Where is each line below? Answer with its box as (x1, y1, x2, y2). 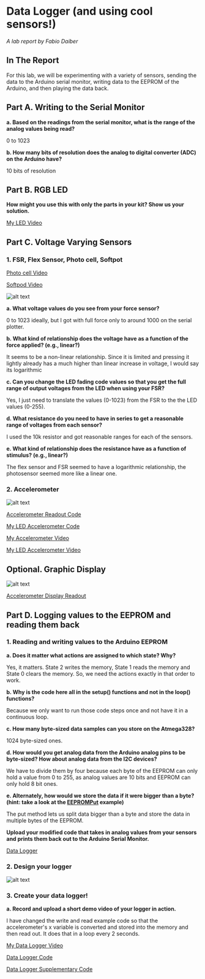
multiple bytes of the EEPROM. (6, 816, 84, 824)
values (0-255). (6, 403, 46, 410)
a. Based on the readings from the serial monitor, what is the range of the (6, 118, 196, 126)
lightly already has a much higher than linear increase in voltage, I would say (6, 360, 199, 368)
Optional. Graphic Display (6, 564, 106, 574)
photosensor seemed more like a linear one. (6, 470, 117, 478)
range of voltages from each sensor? (6, 421, 103, 429)
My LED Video (6, 219, 43, 227)
